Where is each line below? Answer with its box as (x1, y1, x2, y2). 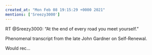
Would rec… (5, 45, 30, 51)
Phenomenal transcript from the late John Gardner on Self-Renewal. (5, 35, 147, 41)
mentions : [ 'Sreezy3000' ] (5, 12, 60, 17)
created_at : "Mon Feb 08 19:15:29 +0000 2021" (5, 7, 105, 12)
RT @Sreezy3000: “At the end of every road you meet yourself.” (5, 25, 139, 31)
